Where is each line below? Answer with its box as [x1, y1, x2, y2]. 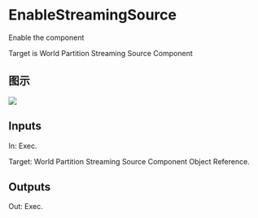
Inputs [8, 120, 42, 133]
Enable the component [8, 33, 85, 42]
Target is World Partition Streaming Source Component [8, 48, 193, 58]
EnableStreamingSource [8, 6, 177, 24]
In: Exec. [8, 141, 37, 150]
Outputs [8, 180, 51, 194]
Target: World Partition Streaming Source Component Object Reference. [8, 156, 250, 166]
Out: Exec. [8, 202, 43, 211]
